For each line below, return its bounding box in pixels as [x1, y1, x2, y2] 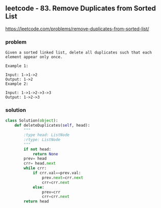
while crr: [24, 166, 47, 171]
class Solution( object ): [5, 118, 58, 123]
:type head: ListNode [24, 132, 70, 137]
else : [32, 184, 44, 190]
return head [24, 199, 50, 204]
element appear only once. [5, 55, 63, 60]
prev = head [24, 156, 47, 161]
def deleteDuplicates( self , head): [14, 123, 90, 128]
